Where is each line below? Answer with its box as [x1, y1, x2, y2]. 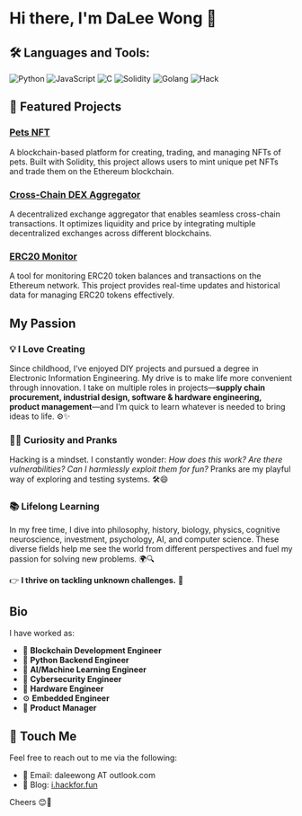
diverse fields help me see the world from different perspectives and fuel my [9, 543, 293, 554]
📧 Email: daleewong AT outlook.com [22, 770, 155, 781]
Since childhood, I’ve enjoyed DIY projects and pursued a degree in [9, 363, 259, 374]
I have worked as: [9, 628, 75, 639]
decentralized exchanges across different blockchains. [9, 227, 212, 238]
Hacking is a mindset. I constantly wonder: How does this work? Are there [9, 454, 283, 466]
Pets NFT [9, 126, 51, 138]
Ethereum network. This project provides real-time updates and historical [9, 280, 280, 291]
